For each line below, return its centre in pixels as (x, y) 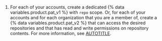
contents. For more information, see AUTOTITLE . (61, 33)
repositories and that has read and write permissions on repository (79, 28)
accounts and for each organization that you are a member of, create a (84, 18)
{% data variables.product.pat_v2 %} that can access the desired (78, 23)
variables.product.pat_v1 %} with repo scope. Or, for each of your (78, 12)
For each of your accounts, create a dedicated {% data (67, 7)
